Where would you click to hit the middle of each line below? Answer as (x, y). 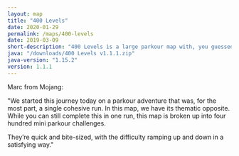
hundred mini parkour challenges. (57, 123)
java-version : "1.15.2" (43, 60)
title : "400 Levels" (38, 21)
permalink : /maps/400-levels (51, 34)
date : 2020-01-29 (33, 27)
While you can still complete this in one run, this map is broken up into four (117, 116)
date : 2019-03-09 (33, 40)
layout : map (25, 14)
